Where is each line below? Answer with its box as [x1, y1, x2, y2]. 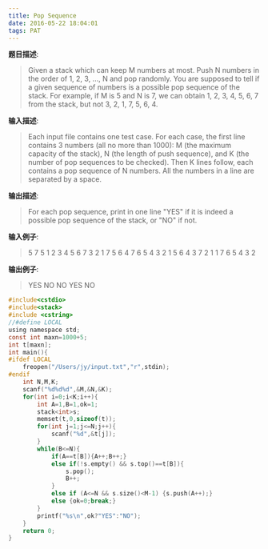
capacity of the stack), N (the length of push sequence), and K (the [27, 149, 250, 158]
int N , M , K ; [22, 378, 59, 386]
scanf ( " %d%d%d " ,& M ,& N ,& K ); [22, 385, 113, 393]
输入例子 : [8, 232, 39, 242]
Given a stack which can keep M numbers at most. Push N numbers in [27, 66, 260, 75]
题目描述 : [8, 50, 39, 59]
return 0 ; [22, 527, 56, 535]
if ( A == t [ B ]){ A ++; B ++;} [50, 452, 127, 460]
